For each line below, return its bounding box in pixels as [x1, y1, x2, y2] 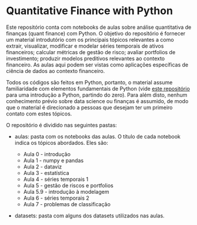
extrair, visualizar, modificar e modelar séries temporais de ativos [6, 42, 164, 49]
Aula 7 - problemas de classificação [23, 200, 111, 207]
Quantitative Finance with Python [6, 4, 173, 18]
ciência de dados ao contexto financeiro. [6, 67, 105, 74]
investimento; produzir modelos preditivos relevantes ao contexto [6, 55, 165, 62]
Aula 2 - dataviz [23, 163, 62, 170]
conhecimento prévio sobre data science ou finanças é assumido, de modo [6, 97, 189, 104]
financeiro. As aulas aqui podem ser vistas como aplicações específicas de [6, 61, 189, 68]
